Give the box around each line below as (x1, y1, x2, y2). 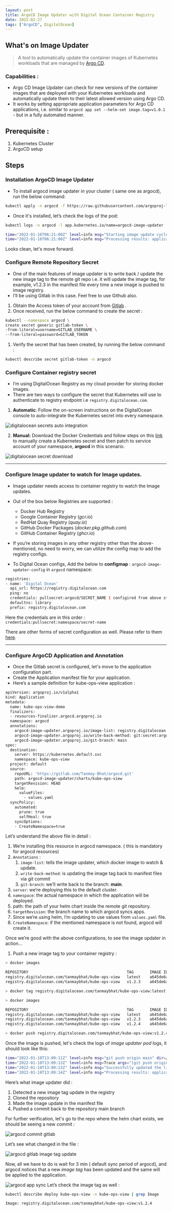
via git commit (20, 876, 51, 882)
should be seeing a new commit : (5, 1121, 75, 1127)
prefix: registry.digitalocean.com (10, 605, 86, 610)
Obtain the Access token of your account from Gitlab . (12, 302, 127, 309)
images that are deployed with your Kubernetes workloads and (12, 90, 145, 96)
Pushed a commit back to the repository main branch (12, 1106, 125, 1112)
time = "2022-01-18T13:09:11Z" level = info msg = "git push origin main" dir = (5, 1056, 166, 1061)
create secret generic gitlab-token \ (5, 323, 88, 328)
